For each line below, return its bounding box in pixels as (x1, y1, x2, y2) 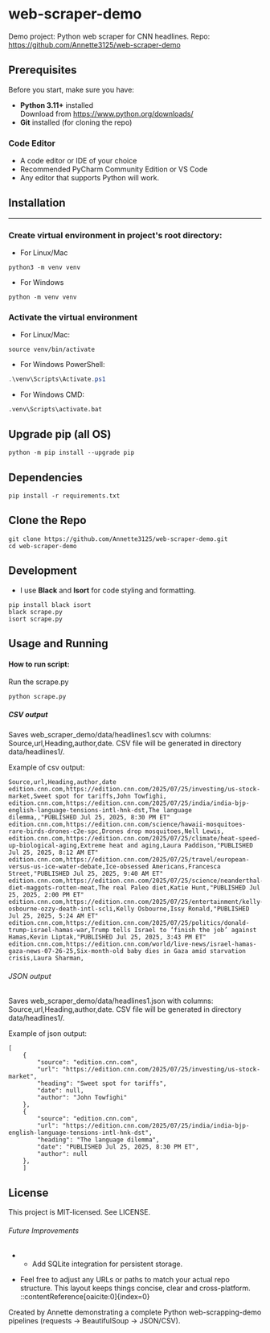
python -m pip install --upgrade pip (8, 448, 135, 457)
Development (8, 564, 78, 578)
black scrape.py (8, 608, 63, 616)
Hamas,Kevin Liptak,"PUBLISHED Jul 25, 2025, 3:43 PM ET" (8, 933, 207, 942)
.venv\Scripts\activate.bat (8, 406, 103, 414)
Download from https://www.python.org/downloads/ (19, 109, 194, 118)
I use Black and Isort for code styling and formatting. (19, 585, 196, 595)
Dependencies (8, 470, 83, 484)
